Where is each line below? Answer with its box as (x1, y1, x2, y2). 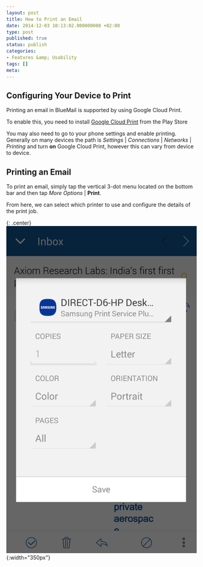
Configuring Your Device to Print (6, 90, 131, 101)
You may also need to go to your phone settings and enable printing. (6, 130, 177, 138)
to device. (6, 149, 31, 157)
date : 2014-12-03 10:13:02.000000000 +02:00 (6, 22, 120, 28)
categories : (6, 48, 36, 55)
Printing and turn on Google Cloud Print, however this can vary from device (6, 143, 194, 150)
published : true (6, 35, 47, 42)
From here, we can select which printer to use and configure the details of (6, 201, 191, 208)
